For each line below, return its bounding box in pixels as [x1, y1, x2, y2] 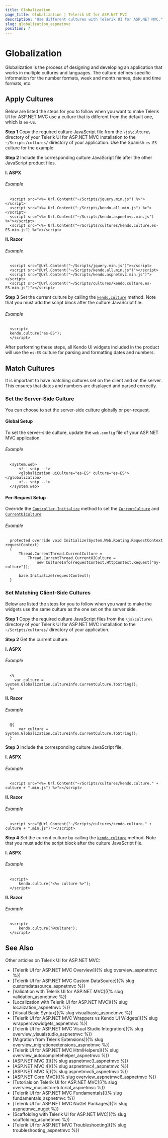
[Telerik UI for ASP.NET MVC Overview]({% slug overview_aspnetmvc [12, 967, 157, 973]
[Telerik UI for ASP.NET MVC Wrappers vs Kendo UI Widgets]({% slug [12, 1015, 158, 1021]
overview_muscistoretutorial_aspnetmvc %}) [12, 1084, 105, 1090]
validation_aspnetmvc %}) [12, 994, 67, 1000]
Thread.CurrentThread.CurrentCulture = [18, 551, 102, 556]
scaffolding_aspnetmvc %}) [12, 1116, 70, 1122]
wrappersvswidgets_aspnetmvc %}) [12, 1020, 88, 1026]
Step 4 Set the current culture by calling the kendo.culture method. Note [5, 834, 156, 840]
